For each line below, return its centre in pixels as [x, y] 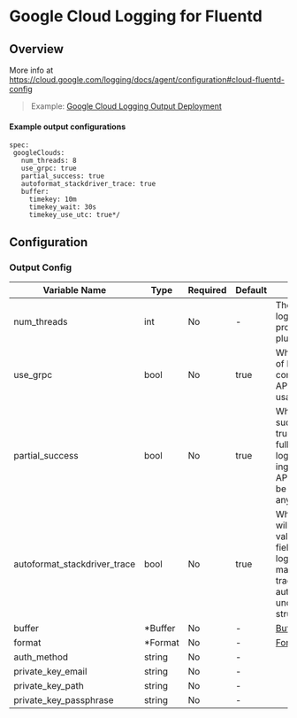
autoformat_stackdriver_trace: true [88, 184]
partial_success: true [62, 176]
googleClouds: [39, 153]
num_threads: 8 [49, 161]
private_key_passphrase [64, 699]
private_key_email [50, 671]
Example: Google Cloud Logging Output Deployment [126, 106]
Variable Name [75, 290]
